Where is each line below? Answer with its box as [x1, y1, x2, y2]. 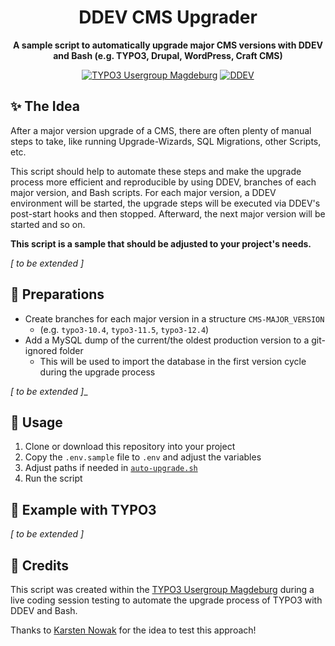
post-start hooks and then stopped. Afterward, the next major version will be [10, 207, 326, 220]
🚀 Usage [10, 414, 63, 431]
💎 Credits [10, 557, 70, 574]
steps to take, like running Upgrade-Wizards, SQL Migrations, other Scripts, [10, 135, 322, 147]
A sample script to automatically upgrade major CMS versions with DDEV [13, 39, 323, 51]
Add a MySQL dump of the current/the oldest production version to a [24, 334, 310, 346]
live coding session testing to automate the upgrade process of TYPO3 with [10, 594, 323, 606]
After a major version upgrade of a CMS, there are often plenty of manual [10, 124, 312, 136]
